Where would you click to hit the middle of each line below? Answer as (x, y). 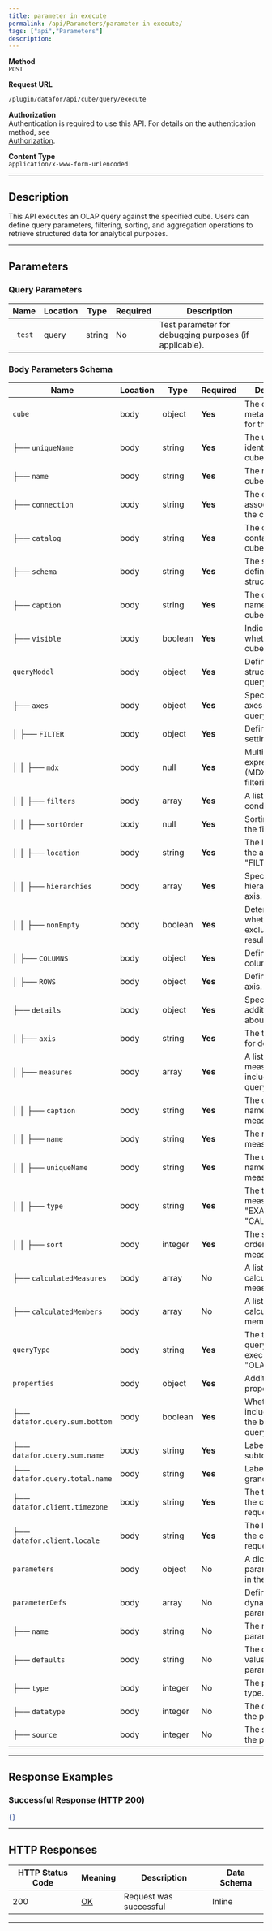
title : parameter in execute (57, 16)
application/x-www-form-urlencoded (68, 164)
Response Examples (61, 1777)
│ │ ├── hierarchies (52, 886)
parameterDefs (40, 1602)
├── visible (37, 638)
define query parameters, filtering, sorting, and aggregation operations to (131, 225)
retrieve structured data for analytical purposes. (88, 233)
